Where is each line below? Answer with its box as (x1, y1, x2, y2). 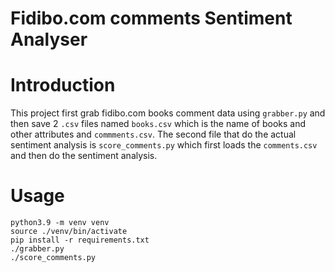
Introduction (10, 74, 116, 97)
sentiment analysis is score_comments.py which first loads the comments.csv (10, 139, 318, 151)
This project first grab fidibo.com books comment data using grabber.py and (10, 107, 326, 119)
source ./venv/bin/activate (10, 227, 128, 237)
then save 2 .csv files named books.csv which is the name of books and (10, 118, 307, 130)
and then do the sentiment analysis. (10, 150, 158, 162)
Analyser (10, 28, 88, 51)
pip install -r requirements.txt (10, 235, 150, 246)
